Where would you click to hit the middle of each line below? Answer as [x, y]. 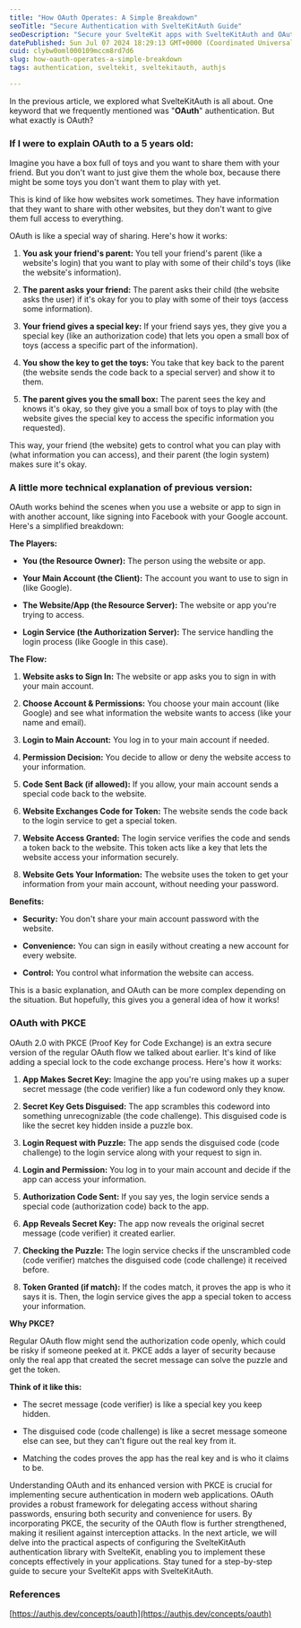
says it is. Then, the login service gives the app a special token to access [157, 1296]
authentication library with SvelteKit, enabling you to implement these [138, 1552]
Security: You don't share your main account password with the [141, 919]
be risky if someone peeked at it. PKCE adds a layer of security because [142, 1350]
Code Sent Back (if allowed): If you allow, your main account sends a [150, 784]
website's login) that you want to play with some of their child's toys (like [156, 263]
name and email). [54, 723]
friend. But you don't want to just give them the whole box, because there [145, 172]
